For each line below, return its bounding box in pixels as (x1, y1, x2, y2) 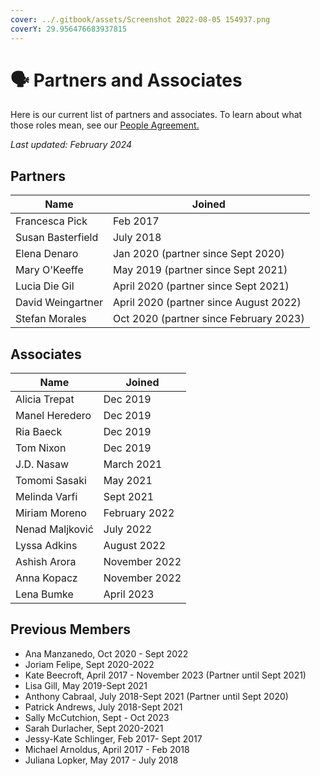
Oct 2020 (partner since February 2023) (112, 312, 305, 326)
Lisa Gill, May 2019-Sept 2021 (24, 679, 148, 691)
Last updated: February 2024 (10, 139, 133, 151)
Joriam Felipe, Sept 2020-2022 (24, 658, 155, 670)
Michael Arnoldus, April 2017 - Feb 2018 (24, 743, 190, 755)
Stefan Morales (15, 312, 87, 326)
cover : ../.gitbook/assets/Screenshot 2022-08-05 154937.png (10, 14, 271, 25)
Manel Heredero (15, 409, 92, 423)
